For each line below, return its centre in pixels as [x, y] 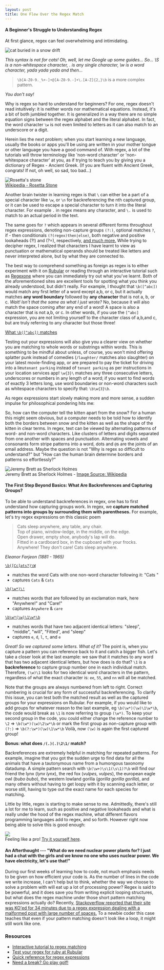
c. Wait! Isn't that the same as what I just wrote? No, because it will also [77, 302]
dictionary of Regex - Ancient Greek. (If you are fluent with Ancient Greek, [79, 165]
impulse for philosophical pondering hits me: [50, 403]
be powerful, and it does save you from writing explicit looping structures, [79, 892]
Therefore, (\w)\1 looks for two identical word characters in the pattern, [77, 672]
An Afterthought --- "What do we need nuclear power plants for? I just [78, 850]
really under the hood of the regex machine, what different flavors [71, 814]
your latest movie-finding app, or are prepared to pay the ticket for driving [79, 362]
